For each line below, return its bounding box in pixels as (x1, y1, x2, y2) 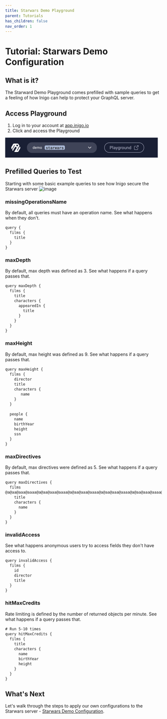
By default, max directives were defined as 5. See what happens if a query (5, 464, 158, 470)
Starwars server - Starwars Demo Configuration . (5, 708, 104, 715)
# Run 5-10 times (5, 626, 41, 631)
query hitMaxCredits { (5, 631, 52, 636)
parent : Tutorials (5, 13, 43, 18)
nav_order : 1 (5, 24, 32, 29)
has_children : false (5, 18, 48, 23)
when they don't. (5, 215, 40, 221)
